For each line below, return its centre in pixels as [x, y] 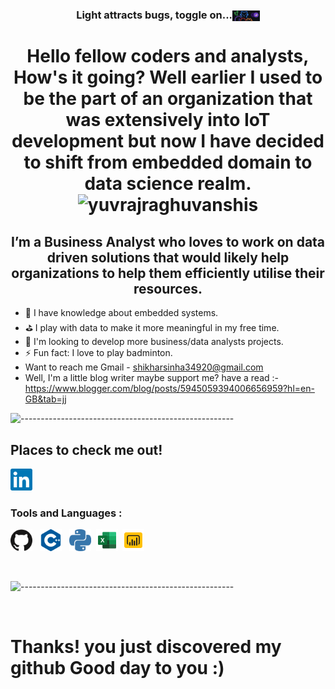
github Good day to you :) [117, 667]
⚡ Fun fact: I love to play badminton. [98, 353]
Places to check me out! [86, 449]
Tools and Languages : [66, 513]
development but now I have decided [168, 141]
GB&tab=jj [45, 399]
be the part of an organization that [168, 99]
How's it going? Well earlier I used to [168, 77]
